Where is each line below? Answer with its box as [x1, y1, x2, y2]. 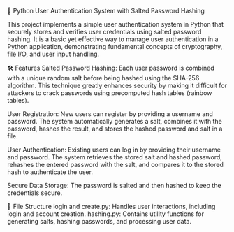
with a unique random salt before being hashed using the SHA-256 [7, 74, 200, 82]
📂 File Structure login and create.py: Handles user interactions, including [7, 203, 216, 210]
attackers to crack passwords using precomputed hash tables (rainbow [7, 89, 212, 97]
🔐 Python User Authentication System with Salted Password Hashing [7, 7, 205, 15]
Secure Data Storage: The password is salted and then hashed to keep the [7, 182, 221, 189]
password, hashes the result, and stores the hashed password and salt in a [7, 124, 223, 133]
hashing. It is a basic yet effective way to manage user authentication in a [7, 35, 219, 43]
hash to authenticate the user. [7, 168, 93, 176]
